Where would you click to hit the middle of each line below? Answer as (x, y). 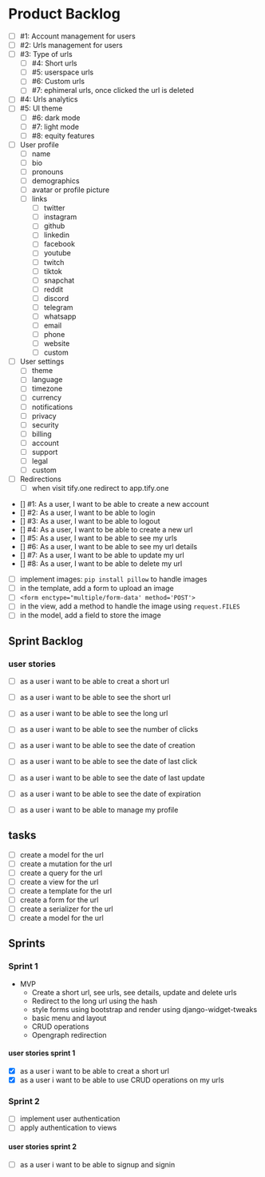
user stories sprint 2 (43, 1147)
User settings (42, 362)
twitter (54, 208)
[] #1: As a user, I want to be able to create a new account (114, 504)
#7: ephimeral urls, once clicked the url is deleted (113, 90)
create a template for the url (66, 890)
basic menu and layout (69, 1018)
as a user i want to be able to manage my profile (99, 809)
